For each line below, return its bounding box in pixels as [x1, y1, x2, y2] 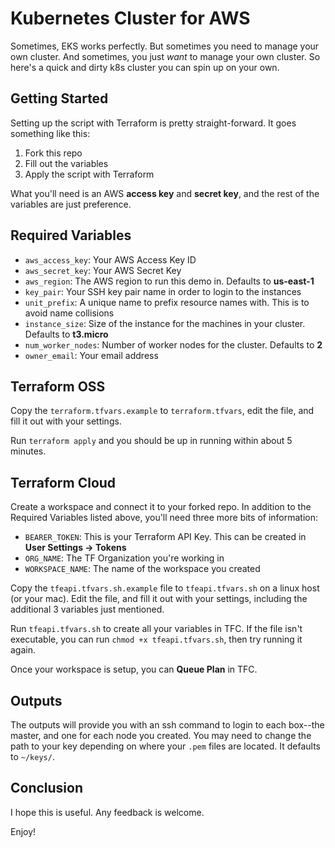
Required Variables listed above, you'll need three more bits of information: [10, 512, 319, 524]
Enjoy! [10, 825, 37, 837]
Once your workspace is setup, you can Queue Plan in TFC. [10, 663, 258, 676]
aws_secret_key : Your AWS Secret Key [24, 264, 182, 276]
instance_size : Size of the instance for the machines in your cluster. [24, 317, 306, 329]
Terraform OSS [10, 378, 106, 395]
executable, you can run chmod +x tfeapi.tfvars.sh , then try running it [10, 633, 303, 646]
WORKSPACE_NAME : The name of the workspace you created [24, 563, 261, 575]
